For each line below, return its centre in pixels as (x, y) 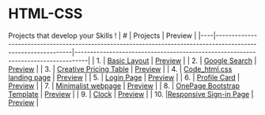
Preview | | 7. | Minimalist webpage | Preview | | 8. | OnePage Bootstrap (124, 85)
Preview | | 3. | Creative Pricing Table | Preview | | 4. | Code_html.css (120, 69)
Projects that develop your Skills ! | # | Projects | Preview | (102, 35)
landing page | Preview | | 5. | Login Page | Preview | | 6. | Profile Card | (124, 77)
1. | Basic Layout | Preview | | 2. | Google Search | (176, 61)
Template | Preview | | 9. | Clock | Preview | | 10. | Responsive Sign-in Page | (131, 94)
